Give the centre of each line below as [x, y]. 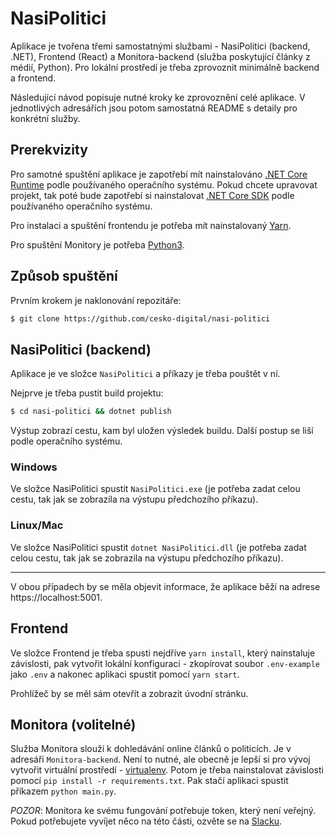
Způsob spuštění [64, 276]
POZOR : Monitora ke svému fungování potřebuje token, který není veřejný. [163, 811]
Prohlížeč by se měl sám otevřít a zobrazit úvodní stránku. [129, 693]
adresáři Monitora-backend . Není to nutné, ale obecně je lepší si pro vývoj [160, 759]
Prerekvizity [49, 150]
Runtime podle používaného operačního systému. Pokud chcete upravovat [164, 184]
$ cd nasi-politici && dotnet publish [91, 412]
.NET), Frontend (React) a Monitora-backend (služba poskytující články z [160, 56]
